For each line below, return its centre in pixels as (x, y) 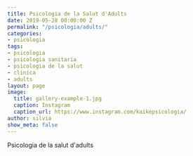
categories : (25, 33)
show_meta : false (33, 125)
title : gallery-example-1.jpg (58, 99)
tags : (15, 46)
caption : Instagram (42, 105)
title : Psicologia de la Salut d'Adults (67, 14)
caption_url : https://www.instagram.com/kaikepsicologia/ (100, 112)
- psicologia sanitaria (42, 60)
